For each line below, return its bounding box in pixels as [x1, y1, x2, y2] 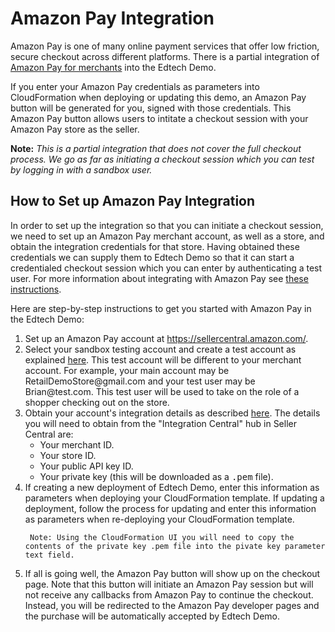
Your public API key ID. [39, 460, 134, 472]
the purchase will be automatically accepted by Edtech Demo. [24, 610, 281, 622]
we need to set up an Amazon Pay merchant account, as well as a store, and [10, 230, 325, 242]
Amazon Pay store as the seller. [10, 123, 140, 135]
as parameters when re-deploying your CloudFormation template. [24, 513, 295, 525]
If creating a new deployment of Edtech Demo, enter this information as [24, 481, 320, 493]
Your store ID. [39, 449, 97, 461]
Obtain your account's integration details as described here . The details [24, 407, 321, 419]
